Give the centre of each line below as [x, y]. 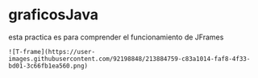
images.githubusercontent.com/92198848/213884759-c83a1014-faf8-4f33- [129, 59]
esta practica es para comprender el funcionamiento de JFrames [116, 37]
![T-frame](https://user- [52, 51]
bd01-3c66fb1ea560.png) [48, 66]
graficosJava [54, 15]
